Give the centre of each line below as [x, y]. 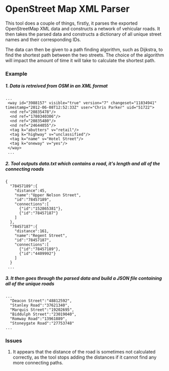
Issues [14, 341]
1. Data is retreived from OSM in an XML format [57, 86]
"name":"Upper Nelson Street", [48, 195]
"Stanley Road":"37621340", [40, 305]
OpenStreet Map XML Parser [67, 9]
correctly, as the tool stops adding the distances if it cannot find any [84, 357]
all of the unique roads [30, 284]
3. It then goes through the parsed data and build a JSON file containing [84, 279]
